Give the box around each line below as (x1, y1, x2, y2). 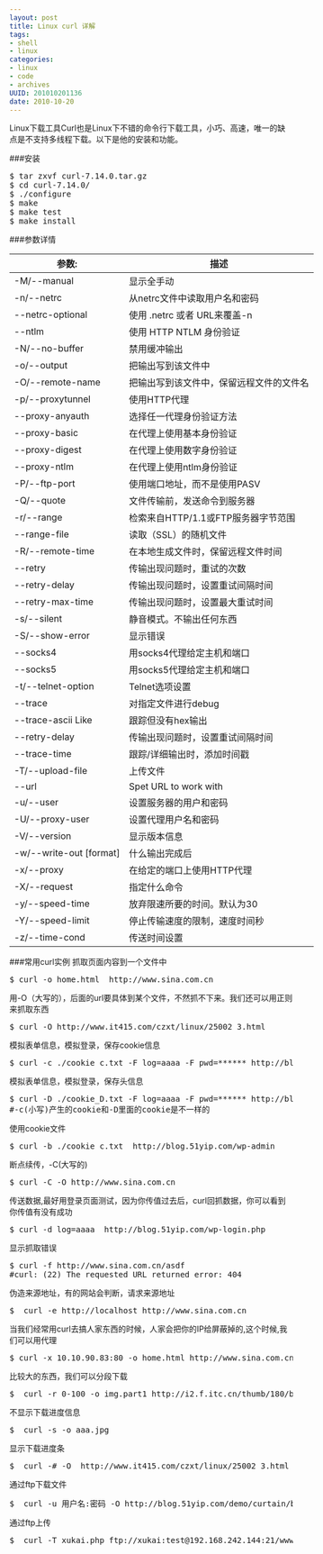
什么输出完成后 (129, 848, 193, 860)
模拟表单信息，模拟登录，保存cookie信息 (9, 1040, 161, 1050)
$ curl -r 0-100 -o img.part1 (9, 1389, 148, 1399)
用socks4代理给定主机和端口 (129, 647, 250, 659)
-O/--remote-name (13, 376, 101, 388)
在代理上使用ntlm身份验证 (129, 461, 238, 474)
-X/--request (13, 880, 74, 893)
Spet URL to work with (129, 780, 223, 793)
